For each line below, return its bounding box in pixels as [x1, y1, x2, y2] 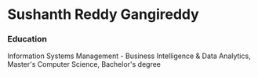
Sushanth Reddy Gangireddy [7, 5, 199, 24]
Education [7, 34, 48, 45]
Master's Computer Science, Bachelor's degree [7, 60, 162, 69]
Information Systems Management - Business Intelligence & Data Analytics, [7, 51, 252, 60]
